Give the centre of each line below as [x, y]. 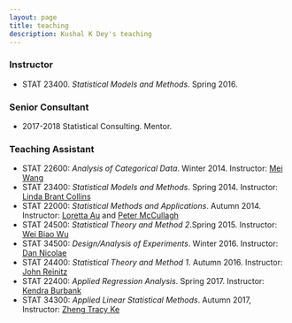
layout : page [33, 17]
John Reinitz [45, 272]
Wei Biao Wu [45, 235]
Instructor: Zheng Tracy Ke [71, 310]
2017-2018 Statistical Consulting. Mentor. [97, 126]
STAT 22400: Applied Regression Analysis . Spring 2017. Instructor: [143, 281]
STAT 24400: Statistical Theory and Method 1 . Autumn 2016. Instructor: [152, 263]
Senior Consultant [49, 107]
